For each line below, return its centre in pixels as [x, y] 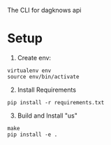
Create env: [34, 57]
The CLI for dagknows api [44, 10]
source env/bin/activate [43, 76]
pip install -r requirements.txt [56, 102]
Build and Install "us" [47, 116]
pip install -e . [32, 134]
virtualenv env [29, 70]
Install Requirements [47, 90]
